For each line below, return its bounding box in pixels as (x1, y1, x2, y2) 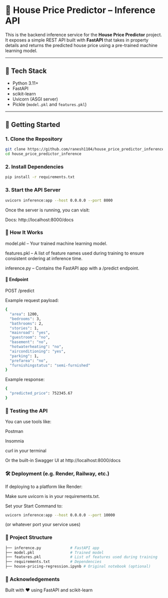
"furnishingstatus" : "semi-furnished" (9, 362, 91, 368)
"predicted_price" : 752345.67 (9, 391, 72, 396)
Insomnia (5, 438, 24, 444)
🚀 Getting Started (5, 120, 60, 129)
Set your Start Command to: (5, 502, 63, 509)
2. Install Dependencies (5, 163, 64, 170)
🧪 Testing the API (5, 407, 48, 414)
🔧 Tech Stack (5, 67, 47, 75)
